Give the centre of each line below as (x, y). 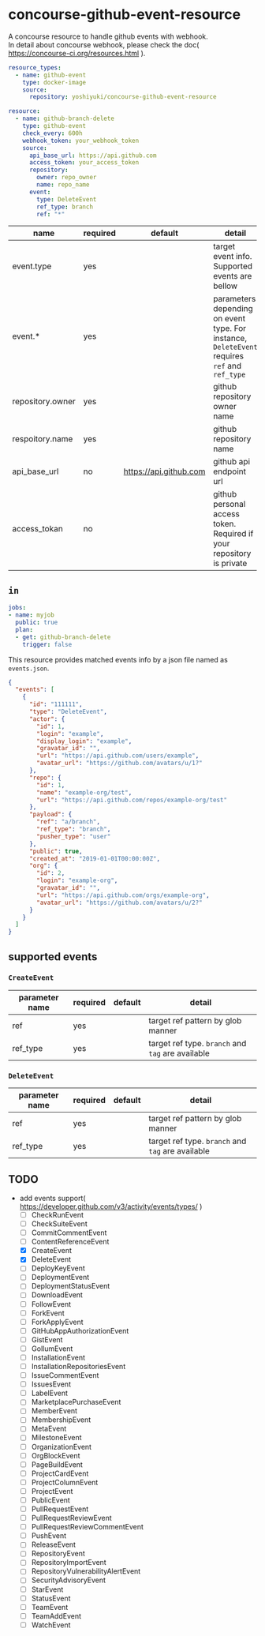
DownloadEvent (57, 1295)
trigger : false (47, 644)
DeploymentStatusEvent (71, 1286)
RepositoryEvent (58, 1554)
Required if (233, 534)
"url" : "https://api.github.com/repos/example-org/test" (132, 800)
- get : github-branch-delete (63, 637)
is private (230, 564)
